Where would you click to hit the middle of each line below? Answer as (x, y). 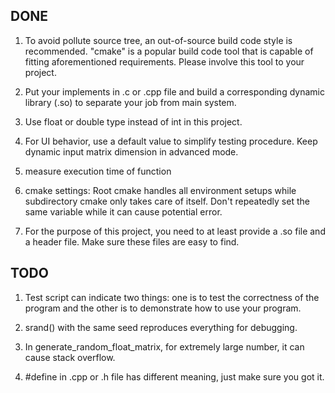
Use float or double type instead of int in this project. (133, 121)
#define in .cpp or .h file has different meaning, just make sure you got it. (174, 376)
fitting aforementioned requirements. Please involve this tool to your (164, 61)
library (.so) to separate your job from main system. (130, 102)
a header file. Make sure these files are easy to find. (132, 241)
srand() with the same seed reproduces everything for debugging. (161, 327)
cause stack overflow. (70, 357)
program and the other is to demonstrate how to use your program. (163, 308)
